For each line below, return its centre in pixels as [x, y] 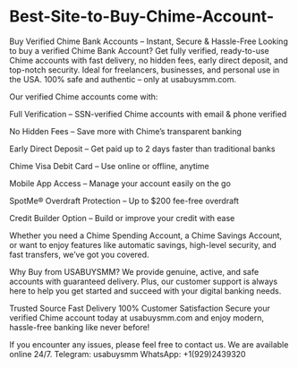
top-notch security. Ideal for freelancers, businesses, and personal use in [145, 70]
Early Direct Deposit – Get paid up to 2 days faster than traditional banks [142, 149]
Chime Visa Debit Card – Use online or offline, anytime [109, 166]
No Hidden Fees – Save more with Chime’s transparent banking [125, 131]
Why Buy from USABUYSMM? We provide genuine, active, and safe [134, 271]
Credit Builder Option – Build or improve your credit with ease [122, 218]
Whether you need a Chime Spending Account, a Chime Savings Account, [146, 235]
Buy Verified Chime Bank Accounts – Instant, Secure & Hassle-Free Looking [149, 41]
